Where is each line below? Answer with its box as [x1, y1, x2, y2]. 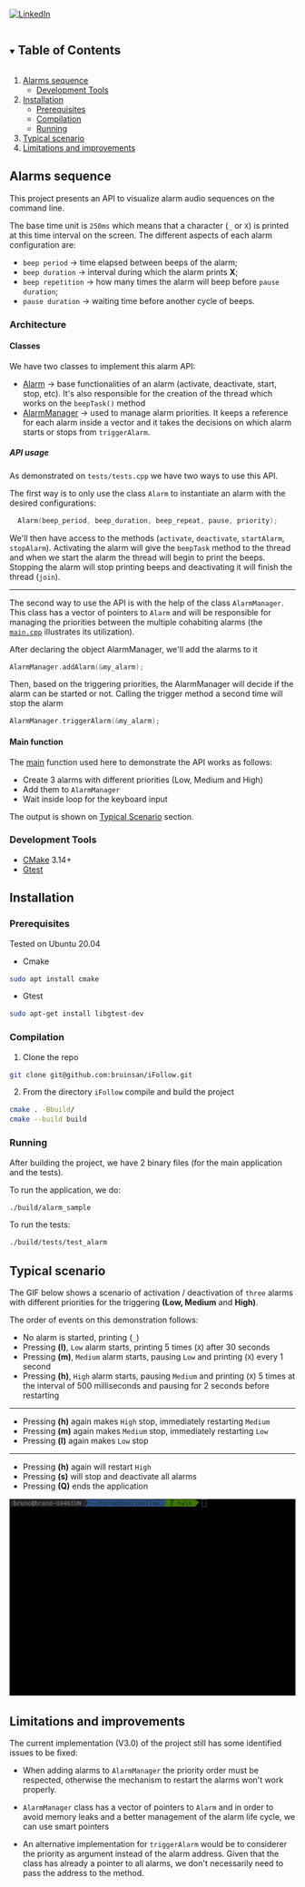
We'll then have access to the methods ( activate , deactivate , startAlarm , [9, 532, 285, 544]
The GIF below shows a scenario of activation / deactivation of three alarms [9, 1287, 293, 1298]
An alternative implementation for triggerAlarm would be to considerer [22, 1839, 288, 1850]
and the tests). [9, 1166, 64, 1177]
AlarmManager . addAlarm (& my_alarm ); [9, 663, 144, 672]
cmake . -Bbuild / [9, 1106, 75, 1115]
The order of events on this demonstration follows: [9, 1314, 199, 1325]
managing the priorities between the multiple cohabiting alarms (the [9, 616, 263, 627]
